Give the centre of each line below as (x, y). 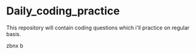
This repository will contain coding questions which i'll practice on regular (98, 28)
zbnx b (15, 46)
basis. (14, 34)
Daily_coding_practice (63, 11)
